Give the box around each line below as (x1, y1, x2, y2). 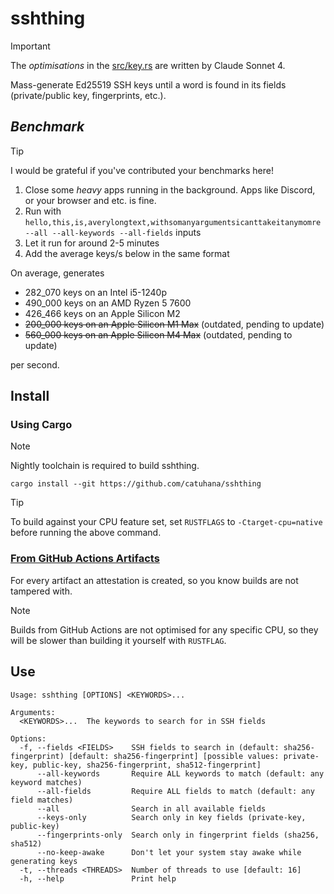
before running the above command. (10, 527, 162, 539)
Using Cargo (10, 418, 73, 432)
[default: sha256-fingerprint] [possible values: (68, 751, 280, 761)
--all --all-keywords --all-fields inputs (24, 226, 202, 238)
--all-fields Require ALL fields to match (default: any (36, 786, 315, 796)
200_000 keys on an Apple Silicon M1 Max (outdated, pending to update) (24, 318, 325, 330)
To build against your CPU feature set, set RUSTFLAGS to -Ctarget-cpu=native (10, 516, 323, 528)
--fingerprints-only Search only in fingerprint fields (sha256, (36, 830, 320, 840)
